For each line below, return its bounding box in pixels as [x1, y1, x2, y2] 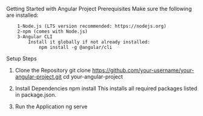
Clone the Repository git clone [15, 66, 91, 74]
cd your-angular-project [62, 73, 123, 80]
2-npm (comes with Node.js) [17, 28, 88, 34]
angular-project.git [15, 73, 62, 80]
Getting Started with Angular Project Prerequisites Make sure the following [6, 5, 192, 12]
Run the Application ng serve [15, 103, 88, 110]
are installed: [6, 11, 39, 19]
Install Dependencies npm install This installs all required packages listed [15, 85, 198, 92]
